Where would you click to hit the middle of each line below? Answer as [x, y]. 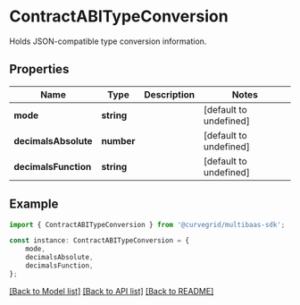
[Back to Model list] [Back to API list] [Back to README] [112, 291]
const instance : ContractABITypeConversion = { [100, 241]
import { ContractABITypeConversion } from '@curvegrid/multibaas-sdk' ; [147, 225]
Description [169, 94]
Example [34, 204]
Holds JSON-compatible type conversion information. [108, 41]
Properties [39, 69]
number [118, 140]
